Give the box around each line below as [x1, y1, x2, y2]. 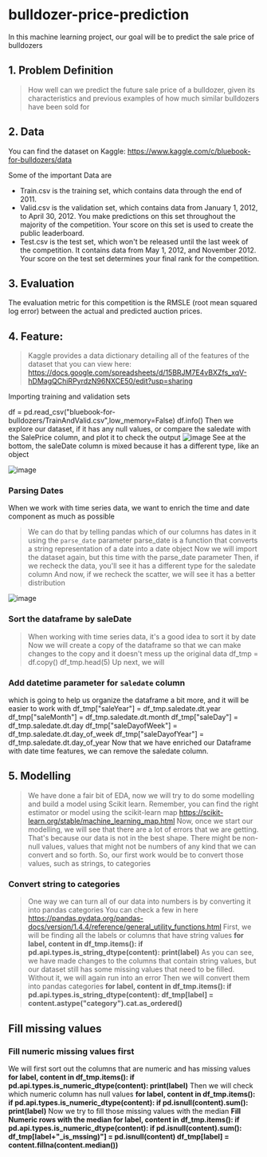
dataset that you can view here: [27, 360, 132, 369]
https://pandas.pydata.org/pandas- [27, 913, 144, 924]
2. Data [8, 125, 45, 139]
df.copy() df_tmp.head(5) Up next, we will [27, 657, 165, 666]
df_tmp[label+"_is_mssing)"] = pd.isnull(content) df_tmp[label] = [8, 1131, 230, 1141]
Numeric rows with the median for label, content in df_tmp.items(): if [8, 1115, 240, 1124]
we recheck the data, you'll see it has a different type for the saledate [27, 561, 257, 571]
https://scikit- [179, 807, 224, 817]
